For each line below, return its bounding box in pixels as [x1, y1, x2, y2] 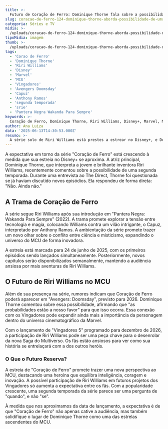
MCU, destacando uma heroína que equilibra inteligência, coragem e [5, 372, 146, 378]
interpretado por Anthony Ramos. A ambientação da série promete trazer [5, 226, 156, 232]
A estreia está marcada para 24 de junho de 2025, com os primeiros [5, 247, 146, 253]
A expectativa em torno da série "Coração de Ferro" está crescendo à [5, 151, 149, 157]
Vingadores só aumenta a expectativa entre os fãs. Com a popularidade [5, 383, 153, 389]
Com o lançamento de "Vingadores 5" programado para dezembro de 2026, [5, 327, 162, 333]
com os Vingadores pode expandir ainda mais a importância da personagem [5, 312, 162, 318]
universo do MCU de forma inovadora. [5, 237, 84, 243]
